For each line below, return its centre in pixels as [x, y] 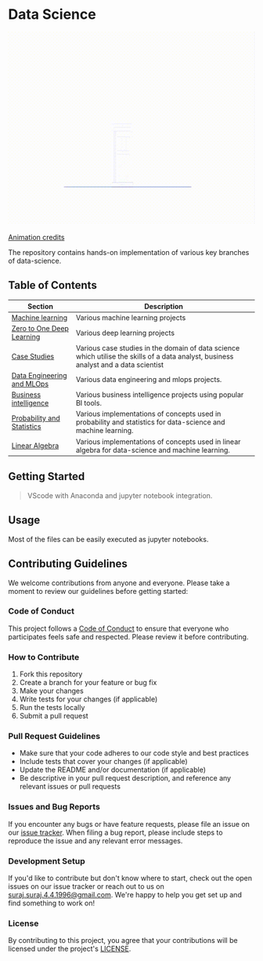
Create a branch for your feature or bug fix [88, 683]
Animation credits [36, 237]
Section [40, 306]
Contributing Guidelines [68, 564]
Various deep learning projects [125, 333]
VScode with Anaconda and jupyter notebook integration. [120, 495]
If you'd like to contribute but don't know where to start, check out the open [130, 878]
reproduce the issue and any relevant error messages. [95, 840]
